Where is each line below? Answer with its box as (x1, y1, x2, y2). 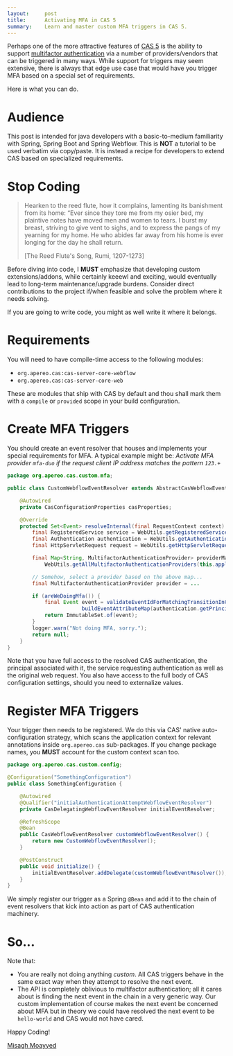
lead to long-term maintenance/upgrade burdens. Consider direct (7, 280, 195, 288)
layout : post (7, 10, 58, 17)
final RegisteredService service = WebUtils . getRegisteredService (32, 529, 228, 536)
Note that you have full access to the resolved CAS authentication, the (7, 657, 208, 665)
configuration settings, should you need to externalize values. (7, 679, 184, 687)
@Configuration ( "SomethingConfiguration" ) (7, 774, 132, 781)
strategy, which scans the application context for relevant (46, 733, 212, 742)
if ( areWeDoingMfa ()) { (32, 592, 101, 600)
